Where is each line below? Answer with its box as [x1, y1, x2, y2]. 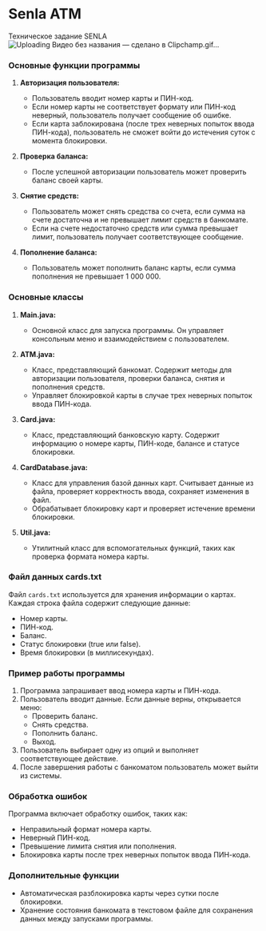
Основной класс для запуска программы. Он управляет [31, 325, 224, 335]
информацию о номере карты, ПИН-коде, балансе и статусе [31, 438, 240, 448]
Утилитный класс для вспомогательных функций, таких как [31, 543, 236, 552]
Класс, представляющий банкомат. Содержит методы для [31, 365, 232, 375]
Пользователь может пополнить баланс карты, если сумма [31, 263, 236, 273]
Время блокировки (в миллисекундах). [19, 648, 154, 657]
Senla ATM [8, 5, 82, 23]
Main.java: [19, 310, 56, 319]
